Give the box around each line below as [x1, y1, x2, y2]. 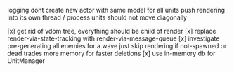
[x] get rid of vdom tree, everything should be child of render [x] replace [7, 27, 216, 35]
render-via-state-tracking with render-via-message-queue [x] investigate [7, 34, 220, 43]
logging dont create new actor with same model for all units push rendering [7, 6, 226, 14]
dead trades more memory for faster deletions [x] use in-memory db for [7, 49, 216, 57]
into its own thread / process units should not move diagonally [7, 13, 188, 22]
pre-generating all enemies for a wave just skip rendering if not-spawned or [7, 42, 227, 50]
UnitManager [7, 57, 46, 65]
